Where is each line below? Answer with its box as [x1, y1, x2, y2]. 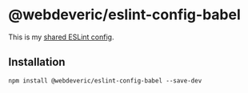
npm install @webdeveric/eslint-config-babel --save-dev [8, 76, 202, 85]
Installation [8, 55, 66, 69]
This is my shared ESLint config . [8, 32, 114, 42]
